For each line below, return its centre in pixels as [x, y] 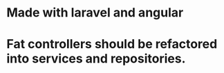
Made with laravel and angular [95, 13]
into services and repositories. [96, 59]
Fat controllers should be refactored [112, 44]
